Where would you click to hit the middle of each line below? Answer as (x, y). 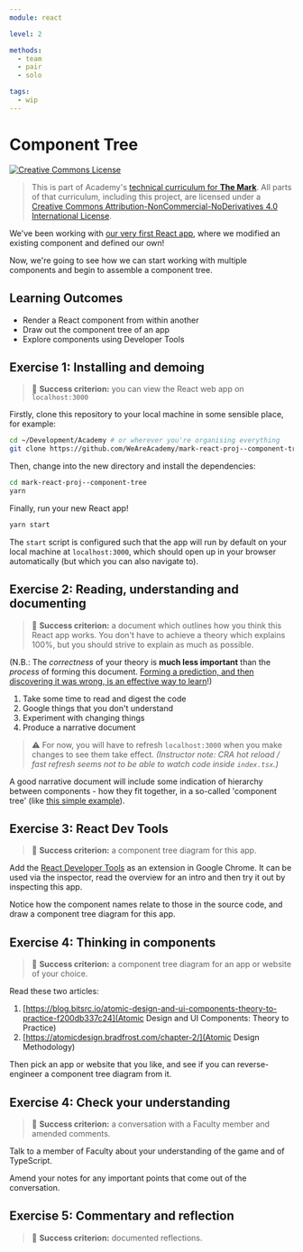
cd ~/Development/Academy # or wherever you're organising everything (145, 441)
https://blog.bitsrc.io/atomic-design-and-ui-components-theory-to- (151, 1009)
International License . (72, 215)
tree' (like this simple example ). (67, 800)
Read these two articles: (54, 992)
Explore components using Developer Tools (103, 339)
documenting (48, 603)
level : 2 (26, 34)
